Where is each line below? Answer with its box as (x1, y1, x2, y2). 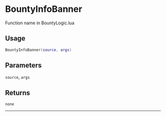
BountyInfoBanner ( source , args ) (5, 47, 72, 53)
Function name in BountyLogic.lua (5, 20, 75, 26)
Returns (5, 88, 31, 97)
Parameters (5, 61, 42, 70)
